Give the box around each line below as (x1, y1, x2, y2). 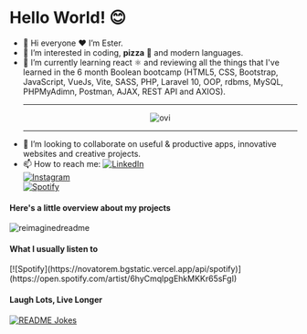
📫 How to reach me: (22, 158, 101, 169)
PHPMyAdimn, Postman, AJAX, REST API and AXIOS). (22, 86, 227, 97)
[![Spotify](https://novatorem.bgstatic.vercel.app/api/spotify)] (9, 264, 242, 275)
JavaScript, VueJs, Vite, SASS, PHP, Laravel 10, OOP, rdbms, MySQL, (22, 76, 284, 87)
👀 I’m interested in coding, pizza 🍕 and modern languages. (22, 47, 244, 57)
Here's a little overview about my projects (9, 202, 171, 213)
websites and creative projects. (22, 148, 142, 159)
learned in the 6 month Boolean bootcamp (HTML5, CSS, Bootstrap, (22, 67, 279, 78)
